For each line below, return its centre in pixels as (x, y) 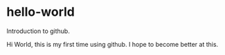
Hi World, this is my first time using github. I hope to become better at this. (112, 44)
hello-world (41, 12)
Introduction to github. (38, 31)
